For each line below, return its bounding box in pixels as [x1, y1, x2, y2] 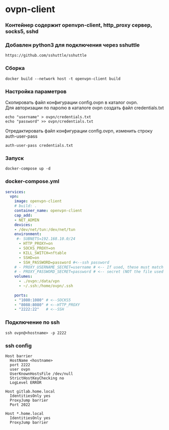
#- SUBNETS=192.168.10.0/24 [16, 236, 76, 241]
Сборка [5, 65, 25, 72]
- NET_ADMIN [14, 218, 39, 223]
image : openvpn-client [14, 199, 62, 204]
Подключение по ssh [5, 319, 60, 326]
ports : [14, 292, 28, 298]
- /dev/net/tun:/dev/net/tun [14, 227, 76, 232]
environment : [14, 232, 42, 237]
